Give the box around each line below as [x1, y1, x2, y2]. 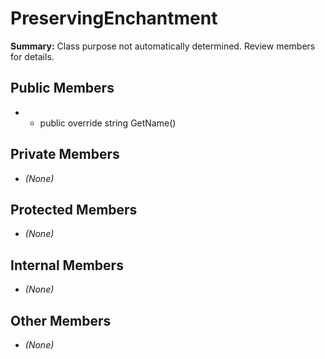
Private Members [10, 146, 120, 163]
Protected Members [10, 201, 138, 218]
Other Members [10, 312, 112, 329]
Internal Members [10, 257, 124, 274]
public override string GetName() [39, 117, 177, 129]
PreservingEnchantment [10, 7, 218, 30]
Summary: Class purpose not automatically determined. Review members [10, 40, 316, 52]
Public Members [10, 80, 115, 97]
